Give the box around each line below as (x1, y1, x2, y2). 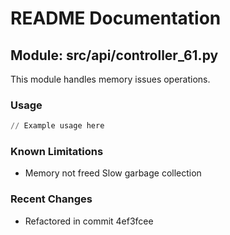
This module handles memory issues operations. (10, 73, 211, 85)
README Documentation (10, 7, 222, 30)
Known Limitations (10, 145, 104, 159)
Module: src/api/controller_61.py (10, 47, 219, 64)
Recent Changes (10, 192, 93, 206)
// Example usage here (10, 121, 105, 131)
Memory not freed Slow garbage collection (24, 167, 202, 179)
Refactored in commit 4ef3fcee (24, 215, 154, 227)
